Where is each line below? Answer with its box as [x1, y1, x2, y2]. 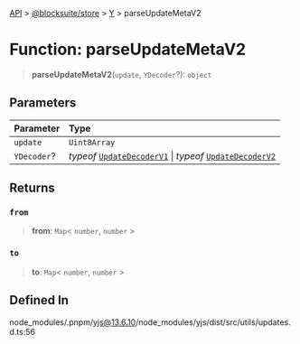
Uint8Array [68, 137, 116, 147]
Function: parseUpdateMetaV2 [9, 40, 247, 60]
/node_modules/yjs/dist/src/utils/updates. [135, 316, 291, 328]
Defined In [9, 293, 70, 308]
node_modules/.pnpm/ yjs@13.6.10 [9, 316, 136, 328]
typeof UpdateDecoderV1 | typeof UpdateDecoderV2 [68, 149, 277, 162]
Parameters [9, 95, 77, 111]
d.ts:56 [9, 326, 36, 337]
